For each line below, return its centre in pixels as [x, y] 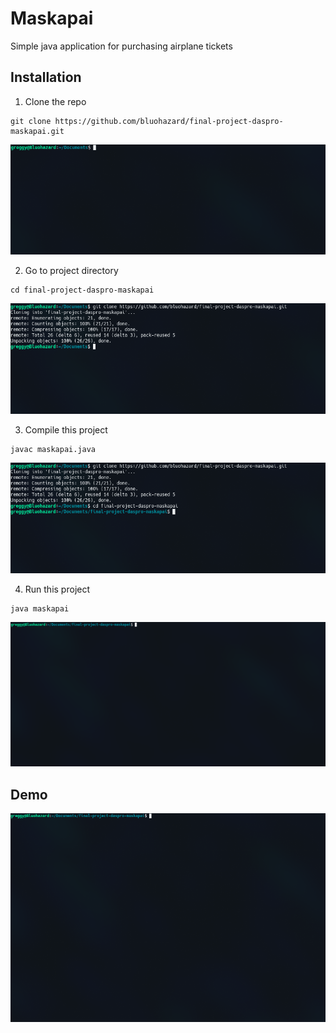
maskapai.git [37, 131]
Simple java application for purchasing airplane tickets [121, 46]
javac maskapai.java [53, 450]
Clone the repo [55, 101]
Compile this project [66, 430]
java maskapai [40, 608]
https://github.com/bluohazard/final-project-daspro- [169, 121]
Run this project [57, 589]
